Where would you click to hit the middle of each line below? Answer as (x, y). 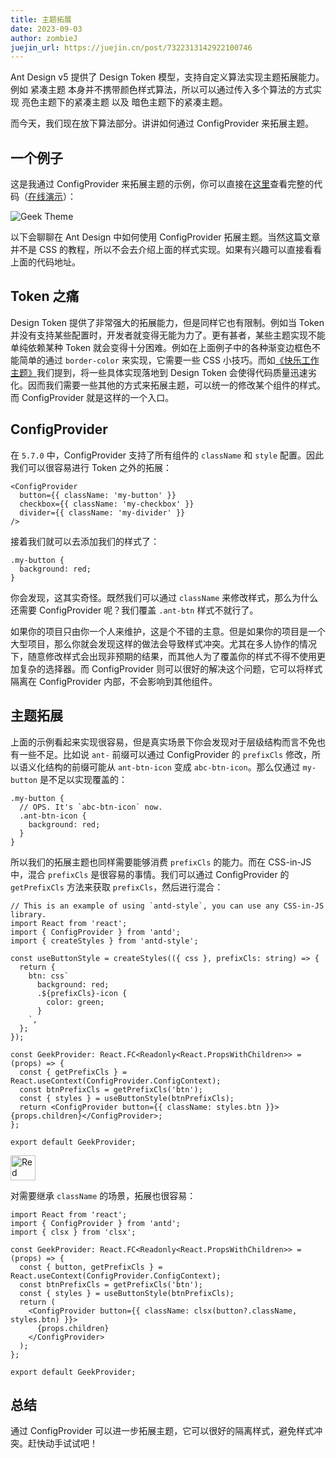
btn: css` (49, 976)
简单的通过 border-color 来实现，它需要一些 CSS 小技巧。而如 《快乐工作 (169, 360)
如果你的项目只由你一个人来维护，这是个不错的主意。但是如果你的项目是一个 (168, 631)
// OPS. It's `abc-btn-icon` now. (91, 807)
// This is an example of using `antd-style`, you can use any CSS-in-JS (167, 906)
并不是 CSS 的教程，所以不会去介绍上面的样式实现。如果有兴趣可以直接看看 (166, 250)
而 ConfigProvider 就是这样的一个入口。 (92, 397)
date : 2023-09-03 (46, 29)
